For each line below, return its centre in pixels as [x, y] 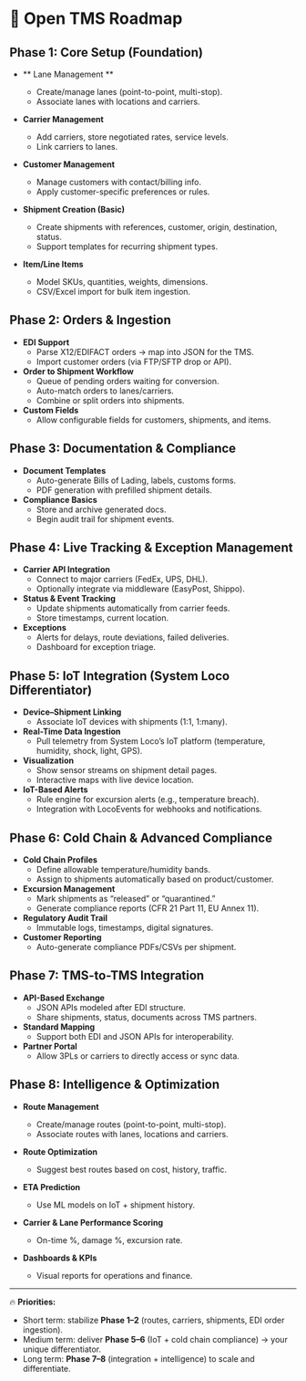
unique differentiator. [62, 1349]
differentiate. [46, 1368]
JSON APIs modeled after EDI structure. [111, 1007]
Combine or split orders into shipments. [110, 400]
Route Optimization [60, 1151]
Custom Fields [51, 410]
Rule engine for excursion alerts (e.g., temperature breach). [148, 800]
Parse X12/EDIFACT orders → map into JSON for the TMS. [145, 351]
